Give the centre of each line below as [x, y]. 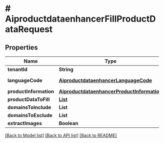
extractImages [25, 123]
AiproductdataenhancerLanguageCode [105, 80]
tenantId [18, 69]
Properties [21, 47]
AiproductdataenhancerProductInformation [111, 91]
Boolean [69, 123]
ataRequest [29, 29]
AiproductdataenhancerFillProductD [81, 19]
